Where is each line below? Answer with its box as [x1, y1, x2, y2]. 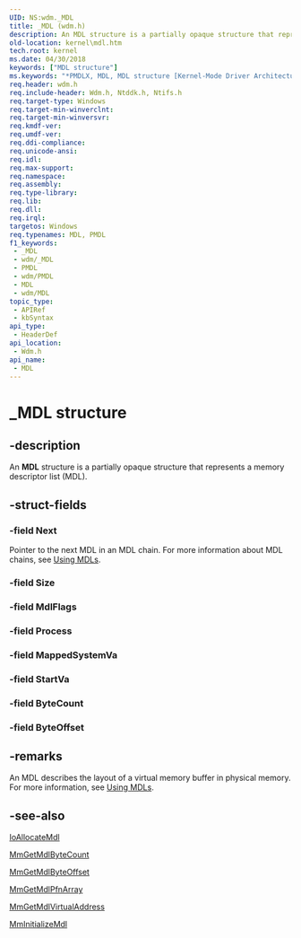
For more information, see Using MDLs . [9, 782, 154, 793]
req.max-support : [9, 163, 74, 172]
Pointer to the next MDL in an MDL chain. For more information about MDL [9, 545, 284, 556]
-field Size [9, 576, 56, 589]
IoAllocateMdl [9, 832, 60, 843]
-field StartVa [9, 672, 70, 685]
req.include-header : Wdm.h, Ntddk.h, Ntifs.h [9, 88, 182, 97]
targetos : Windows [9, 222, 78, 231]
